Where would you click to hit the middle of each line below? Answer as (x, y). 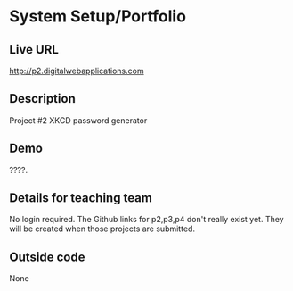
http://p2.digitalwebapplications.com (77, 71)
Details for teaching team (81, 198)
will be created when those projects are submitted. (102, 229)
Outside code (47, 257)
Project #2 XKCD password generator (78, 120)
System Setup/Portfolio (98, 17)
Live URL (34, 50)
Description (42, 99)
